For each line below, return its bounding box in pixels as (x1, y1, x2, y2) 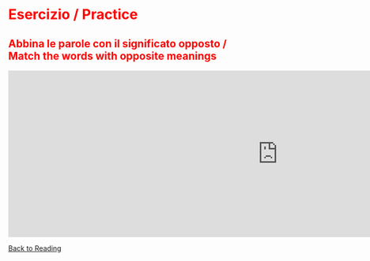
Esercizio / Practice (8, 6, 138, 24)
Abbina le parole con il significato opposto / (8, 37, 227, 50)
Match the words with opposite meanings (8, 49, 217, 62)
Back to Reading (8, 244, 62, 253)
